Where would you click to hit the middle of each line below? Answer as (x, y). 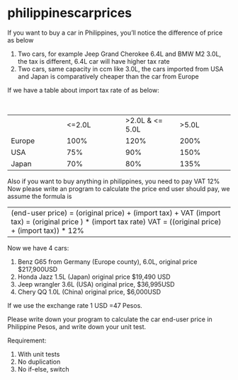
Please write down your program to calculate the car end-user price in (110, 319)
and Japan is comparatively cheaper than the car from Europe (108, 76)
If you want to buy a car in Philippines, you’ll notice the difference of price (115, 33)
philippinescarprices (70, 13)
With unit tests (39, 354)
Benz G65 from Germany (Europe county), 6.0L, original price (107, 261)
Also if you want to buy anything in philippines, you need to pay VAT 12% (114, 181)
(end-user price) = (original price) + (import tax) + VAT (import (116, 212)
